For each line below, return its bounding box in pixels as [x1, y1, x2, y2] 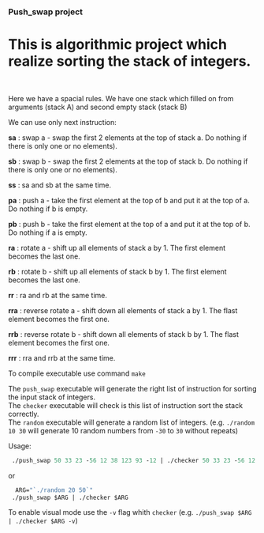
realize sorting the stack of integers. [8, 52, 251, 70]
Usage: [8, 441, 32, 451]
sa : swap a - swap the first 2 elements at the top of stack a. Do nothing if [8, 133, 247, 142]
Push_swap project [8, 6, 84, 17]
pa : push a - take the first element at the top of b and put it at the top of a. [8, 195, 250, 205]
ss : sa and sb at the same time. [8, 180, 112, 190]
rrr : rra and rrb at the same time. [8, 353, 116, 362]
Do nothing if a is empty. [8, 228, 88, 237]
